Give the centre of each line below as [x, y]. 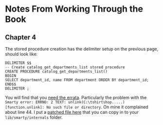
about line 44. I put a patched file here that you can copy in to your [72, 112]
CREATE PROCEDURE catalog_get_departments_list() [56, 71]
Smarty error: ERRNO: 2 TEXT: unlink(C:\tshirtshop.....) [65, 102]
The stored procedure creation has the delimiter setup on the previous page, [82, 49]
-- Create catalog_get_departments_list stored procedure [65, 67]
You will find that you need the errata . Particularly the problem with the [76, 98]
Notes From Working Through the [74, 9]
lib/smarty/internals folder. [34, 117]
